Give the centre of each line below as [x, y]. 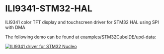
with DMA [15, 27]
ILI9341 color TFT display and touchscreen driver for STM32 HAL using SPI [82, 22]
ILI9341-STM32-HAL [49, 9]
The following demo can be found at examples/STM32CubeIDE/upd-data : [81, 37]
